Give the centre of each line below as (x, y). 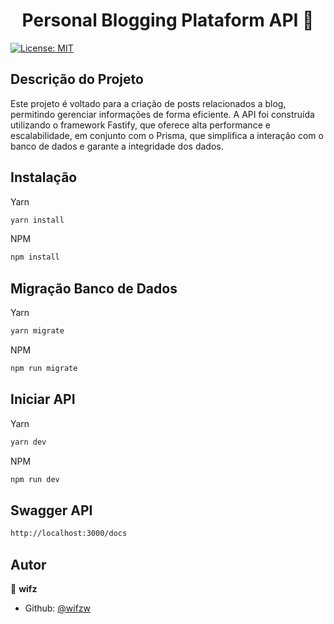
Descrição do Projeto (77, 79)
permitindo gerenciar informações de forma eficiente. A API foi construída (162, 114)
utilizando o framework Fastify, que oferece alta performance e (140, 125)
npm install (35, 257)
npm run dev (35, 479)
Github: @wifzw (58, 608)
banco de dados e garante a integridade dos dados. (117, 146)
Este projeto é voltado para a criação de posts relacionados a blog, (148, 103)
